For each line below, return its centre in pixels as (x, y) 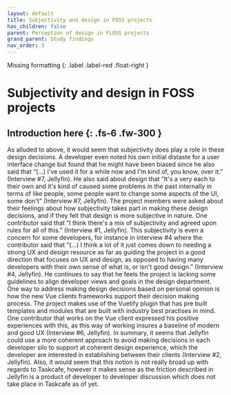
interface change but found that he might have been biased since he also (111, 164)
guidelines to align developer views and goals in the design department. (109, 281)
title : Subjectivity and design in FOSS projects (80, 20)
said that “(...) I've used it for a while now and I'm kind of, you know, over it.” (115, 172)
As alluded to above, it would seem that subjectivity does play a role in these (116, 150)
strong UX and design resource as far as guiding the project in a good (106, 252)
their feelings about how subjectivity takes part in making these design (108, 208)
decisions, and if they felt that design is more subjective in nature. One (108, 215)
